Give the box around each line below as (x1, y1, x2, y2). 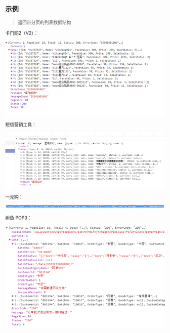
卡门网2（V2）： (5, 30, 38, 36)
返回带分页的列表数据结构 (17, 19, 71, 25)
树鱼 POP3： (5, 215, 32, 221)
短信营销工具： (5, 121, 36, 128)
